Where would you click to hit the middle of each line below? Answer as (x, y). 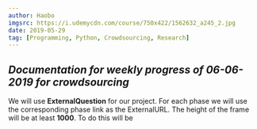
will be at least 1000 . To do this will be (71, 118)
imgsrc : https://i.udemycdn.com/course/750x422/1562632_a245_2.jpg (122, 23)
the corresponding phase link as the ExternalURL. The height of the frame (129, 110)
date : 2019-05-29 (37, 30)
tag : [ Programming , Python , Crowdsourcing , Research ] (99, 38)
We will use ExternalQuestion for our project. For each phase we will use (128, 101)
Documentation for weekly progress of (106, 69)
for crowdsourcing (82, 82)
